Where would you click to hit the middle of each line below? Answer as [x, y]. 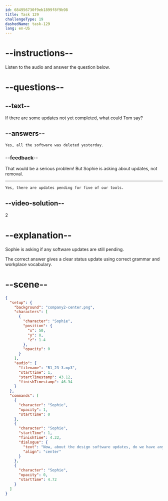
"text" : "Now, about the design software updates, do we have [89, 447]
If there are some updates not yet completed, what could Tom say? [74, 118]
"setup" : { [21, 303]
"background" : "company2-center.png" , [54, 307]
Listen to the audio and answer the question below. [58, 67]
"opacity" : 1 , [33, 410]
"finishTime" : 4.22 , [40, 438]
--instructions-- [39, 53]
